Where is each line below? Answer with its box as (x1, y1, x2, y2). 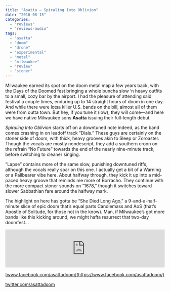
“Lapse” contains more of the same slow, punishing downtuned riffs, (5, 161, 148, 167)
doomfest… (5, 220, 29, 225)
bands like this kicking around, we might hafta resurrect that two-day (5, 214, 149, 220)
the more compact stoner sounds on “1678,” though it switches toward (5, 183, 152, 189)
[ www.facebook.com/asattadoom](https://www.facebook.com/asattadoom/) (5, 272, 164, 277)
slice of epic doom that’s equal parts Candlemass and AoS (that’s (20, 203, 156, 209)
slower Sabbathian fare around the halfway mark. (5, 188, 108, 194)
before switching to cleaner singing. (5, 151, 80, 157)
